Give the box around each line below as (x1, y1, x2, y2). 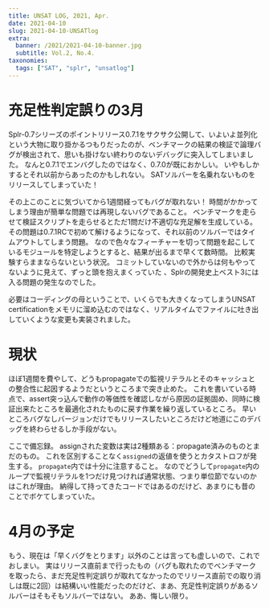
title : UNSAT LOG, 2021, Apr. (8, 11, 110, 20)
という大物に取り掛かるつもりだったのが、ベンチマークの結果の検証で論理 (8, 139, 255, 149)
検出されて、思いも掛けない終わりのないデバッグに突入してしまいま (22, 150, 247, 159)
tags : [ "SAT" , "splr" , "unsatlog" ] (15, 64, 135, 72)
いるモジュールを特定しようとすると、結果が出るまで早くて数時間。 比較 (8, 247, 249, 257)
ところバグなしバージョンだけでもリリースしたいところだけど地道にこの (8, 413, 247, 423)
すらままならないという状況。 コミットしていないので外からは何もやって (14, 257, 256, 266)
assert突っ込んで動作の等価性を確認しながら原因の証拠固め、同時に (29, 393, 254, 403)
